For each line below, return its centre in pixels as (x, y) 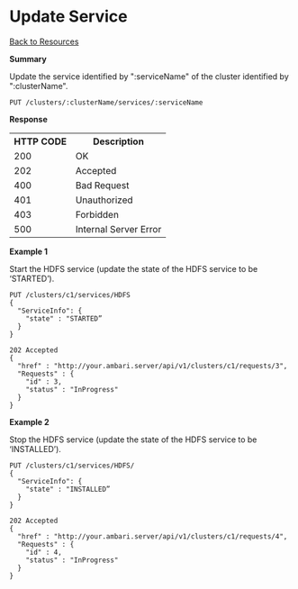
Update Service (68, 17)
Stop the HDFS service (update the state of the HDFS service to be (133, 439)
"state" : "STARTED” (64, 318)
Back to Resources (44, 41)
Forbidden (97, 214)
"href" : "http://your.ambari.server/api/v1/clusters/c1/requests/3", (153, 366)
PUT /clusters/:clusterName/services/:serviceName (106, 102)
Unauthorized (104, 200)
